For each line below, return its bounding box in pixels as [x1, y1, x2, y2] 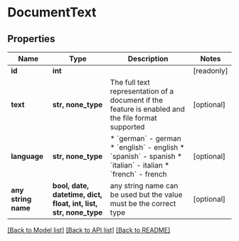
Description [127, 54, 169, 63]
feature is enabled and [110, 104, 185, 114]
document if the [110, 96, 164, 105]
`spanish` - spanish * [110, 151, 183, 161]
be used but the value [110, 190, 183, 200]
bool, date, [52, 181, 90, 190]
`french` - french [110, 169, 167, 179]
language [11, 151, 44, 161]
